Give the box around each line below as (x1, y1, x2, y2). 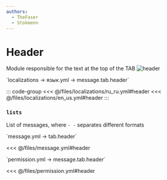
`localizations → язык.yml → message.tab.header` (6, 77, 129, 84)
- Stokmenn (11, 20, 39, 26)
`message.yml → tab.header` (6, 132, 78, 140)
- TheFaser (11, 14, 39, 20)
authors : (6, 8, 28, 15)
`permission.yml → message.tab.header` (6, 156, 106, 163)
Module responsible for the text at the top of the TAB (6, 65, 135, 72)
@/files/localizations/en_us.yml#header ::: (6, 94, 109, 102)
